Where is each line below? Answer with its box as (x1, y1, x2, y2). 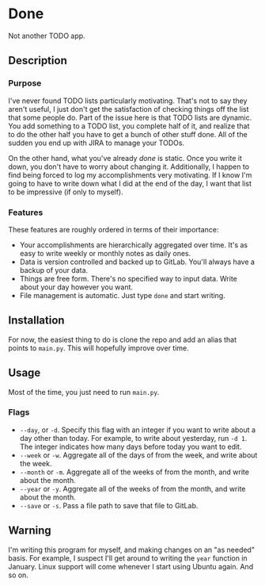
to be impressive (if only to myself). (8, 187, 124, 197)
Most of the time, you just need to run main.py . (8, 387, 160, 396)
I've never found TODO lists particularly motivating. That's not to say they (8, 96, 248, 105)
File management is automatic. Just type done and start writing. (19, 290, 225, 300)
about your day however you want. (19, 282, 133, 292)
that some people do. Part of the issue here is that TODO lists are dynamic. (8, 113, 252, 122)
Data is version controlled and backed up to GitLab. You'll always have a (19, 257, 256, 266)
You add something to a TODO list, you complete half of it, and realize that (8, 121, 250, 131)
